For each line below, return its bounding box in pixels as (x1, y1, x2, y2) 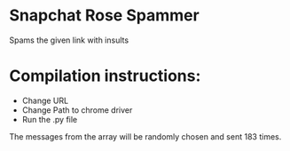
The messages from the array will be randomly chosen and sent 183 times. (9, 131, 282, 142)
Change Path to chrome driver (21, 104, 133, 115)
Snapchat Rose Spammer (9, 5, 200, 26)
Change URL (21, 95, 69, 106)
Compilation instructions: (9, 66, 201, 86)
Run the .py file (21, 114, 78, 124)
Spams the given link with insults (9, 35, 129, 45)
